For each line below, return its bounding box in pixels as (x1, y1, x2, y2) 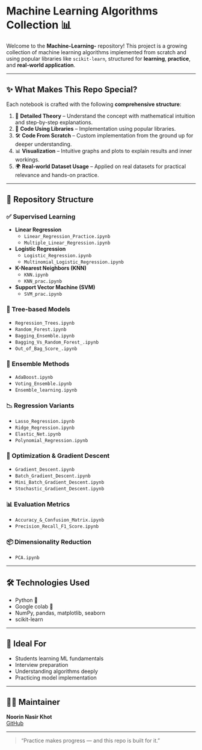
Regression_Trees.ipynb (14, 320, 75, 326)
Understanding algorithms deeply (14, 667, 98, 675)
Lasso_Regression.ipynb (14, 419, 75, 425)
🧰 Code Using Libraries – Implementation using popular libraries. (14, 125, 176, 132)
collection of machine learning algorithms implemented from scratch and (6, 48, 186, 55)
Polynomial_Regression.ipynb (14, 438, 88, 444)
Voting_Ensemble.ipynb (14, 381, 72, 387)
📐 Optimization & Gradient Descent (6, 452, 110, 460)
